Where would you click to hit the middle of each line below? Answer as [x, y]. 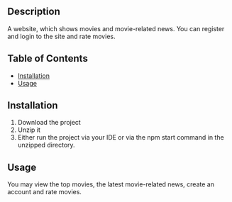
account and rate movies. [44, 192]
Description [34, 12]
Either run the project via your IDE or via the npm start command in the [121, 138]
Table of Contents [48, 58]
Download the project [49, 123]
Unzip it [29, 130]
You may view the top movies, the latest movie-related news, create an [111, 184]
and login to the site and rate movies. [61, 36]
